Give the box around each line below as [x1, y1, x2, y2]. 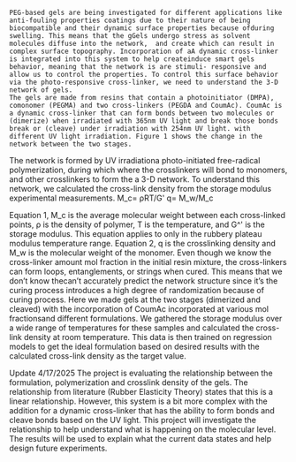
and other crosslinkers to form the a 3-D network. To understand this [9, 174, 261, 185]
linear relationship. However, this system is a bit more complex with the [9, 396, 268, 406]
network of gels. [9, 86, 73, 95]
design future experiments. [9, 443, 108, 453]
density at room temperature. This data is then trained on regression [23, 332, 272, 342]
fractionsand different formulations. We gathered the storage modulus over [9, 314, 283, 323]
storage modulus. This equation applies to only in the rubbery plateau [9, 229, 262, 239]
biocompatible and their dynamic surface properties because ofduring [9, 24, 275, 33]
